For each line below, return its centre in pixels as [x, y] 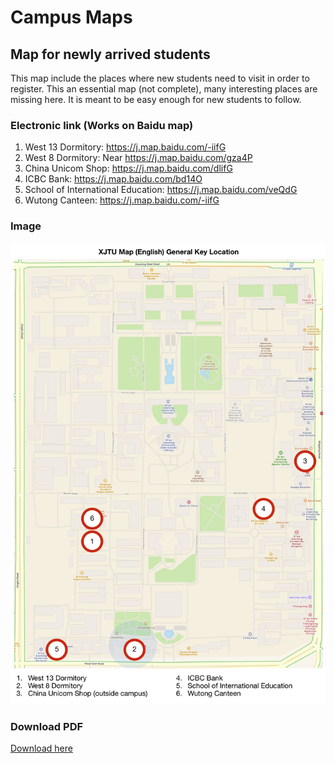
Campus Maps [71, 17]
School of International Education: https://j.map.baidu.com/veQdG [161, 190]
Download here [41, 748]
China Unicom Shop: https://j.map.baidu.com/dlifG [128, 168]
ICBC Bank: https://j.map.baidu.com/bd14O [113, 179]
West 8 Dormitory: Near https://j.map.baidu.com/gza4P [138, 158]
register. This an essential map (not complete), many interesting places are [164, 89]
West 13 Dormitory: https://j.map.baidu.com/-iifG [125, 147]
